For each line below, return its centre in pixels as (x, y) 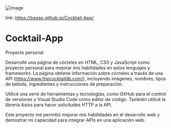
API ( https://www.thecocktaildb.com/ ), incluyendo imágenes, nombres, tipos (86, 79)
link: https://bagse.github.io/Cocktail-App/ (50, 18)
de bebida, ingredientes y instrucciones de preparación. (64, 84)
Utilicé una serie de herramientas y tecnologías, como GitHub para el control (86, 94)
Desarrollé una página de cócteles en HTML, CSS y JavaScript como (78, 62)
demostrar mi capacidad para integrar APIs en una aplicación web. (75, 120)
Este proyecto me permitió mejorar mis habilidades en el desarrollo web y (82, 114)
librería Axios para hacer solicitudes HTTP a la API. (59, 105)
